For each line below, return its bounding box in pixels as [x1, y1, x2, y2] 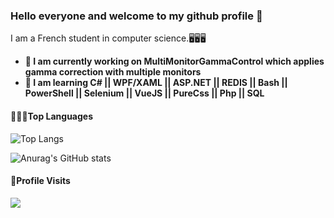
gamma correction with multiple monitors [24, 66, 202, 78]
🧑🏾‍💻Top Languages [10, 110, 94, 122]
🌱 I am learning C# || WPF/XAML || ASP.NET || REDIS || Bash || [24, 77, 288, 89]
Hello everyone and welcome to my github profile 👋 [10, 9, 263, 23]
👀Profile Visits [10, 175, 71, 187]
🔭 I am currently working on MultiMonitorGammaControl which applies [24, 55, 325, 68]
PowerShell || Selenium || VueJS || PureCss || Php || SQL [24, 87, 265, 99]
